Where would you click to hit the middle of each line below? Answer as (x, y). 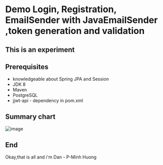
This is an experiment (40, 49)
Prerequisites (27, 67)
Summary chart (30, 117)
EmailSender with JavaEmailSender (81, 20)
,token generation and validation (75, 31)
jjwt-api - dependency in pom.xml (48, 101)
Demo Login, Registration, (61, 9)
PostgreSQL (25, 95)
